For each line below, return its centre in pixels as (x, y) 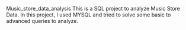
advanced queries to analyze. (42, 21)
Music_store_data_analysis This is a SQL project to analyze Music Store (93, 9)
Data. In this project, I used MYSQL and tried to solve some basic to (89, 15)
